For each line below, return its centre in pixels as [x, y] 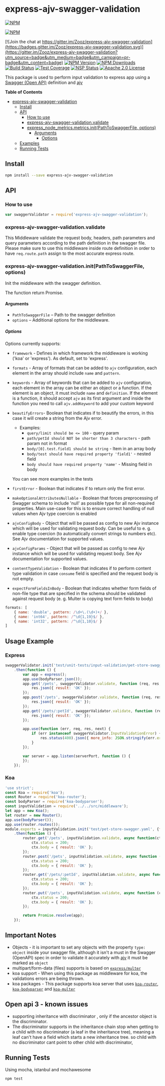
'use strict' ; [20, 788]
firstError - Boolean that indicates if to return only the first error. [79, 488]
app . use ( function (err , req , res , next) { [67, 729]
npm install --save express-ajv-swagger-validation [59, 175]
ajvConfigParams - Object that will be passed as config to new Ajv [78, 548]
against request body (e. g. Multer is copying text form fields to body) [82, 598]
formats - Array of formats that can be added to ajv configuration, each [84, 368]
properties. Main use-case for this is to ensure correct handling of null [83, 508]
